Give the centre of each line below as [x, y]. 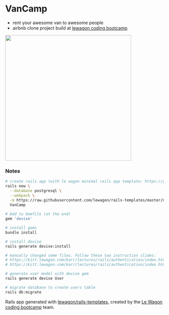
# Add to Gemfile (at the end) [38, 214]
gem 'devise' [19, 219]
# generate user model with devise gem [47, 274]
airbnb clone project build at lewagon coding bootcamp [70, 28]
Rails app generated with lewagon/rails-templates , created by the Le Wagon [84, 301]
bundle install [21, 232]
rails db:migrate [23, 292]
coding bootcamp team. [30, 307]
